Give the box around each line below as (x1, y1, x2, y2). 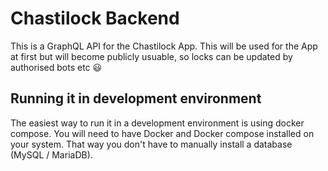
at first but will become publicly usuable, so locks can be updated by (10, 50, 293, 62)
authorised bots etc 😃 (10, 61, 103, 73)
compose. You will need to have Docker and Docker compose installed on (10, 127, 315, 139)
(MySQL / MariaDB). (10, 148, 93, 161)
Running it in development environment (10, 90, 262, 107)
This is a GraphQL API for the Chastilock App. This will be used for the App (10, 40, 318, 52)
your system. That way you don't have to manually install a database (10, 138, 293, 150)
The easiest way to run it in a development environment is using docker (10, 117, 305, 129)
